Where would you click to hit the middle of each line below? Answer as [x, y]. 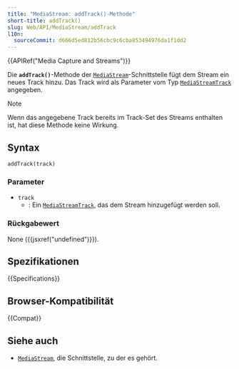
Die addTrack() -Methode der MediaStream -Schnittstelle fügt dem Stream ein [118, 75]
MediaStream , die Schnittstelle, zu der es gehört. [88, 358]
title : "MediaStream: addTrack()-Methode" [71, 14]
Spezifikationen [44, 261]
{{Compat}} [24, 318]
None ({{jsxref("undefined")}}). [53, 239]
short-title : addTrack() [44, 21]
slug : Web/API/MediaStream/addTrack [62, 27]
